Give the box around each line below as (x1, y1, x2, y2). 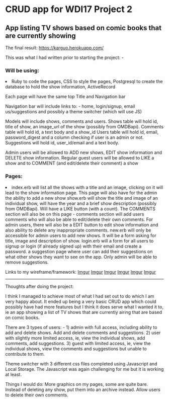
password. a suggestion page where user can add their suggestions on (5, 248, 153, 255)
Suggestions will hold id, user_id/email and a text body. (5, 140, 120, 146)
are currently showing (5, 31, 76, 40)
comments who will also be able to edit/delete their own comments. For (5, 216, 153, 222)
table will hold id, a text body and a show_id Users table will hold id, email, (5, 129, 159, 135)
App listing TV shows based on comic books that (5, 24, 162, 32)
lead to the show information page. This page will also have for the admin (5, 190, 157, 196)
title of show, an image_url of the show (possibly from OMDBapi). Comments (5, 124, 164, 130)
